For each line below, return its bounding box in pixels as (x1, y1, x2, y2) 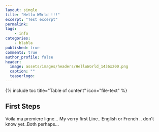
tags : (5, 26, 17, 31)
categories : (5, 36, 30, 41)
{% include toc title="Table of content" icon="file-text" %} (5, 87, 128, 93)
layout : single (5, 7, 38, 13)
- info (14, 31, 28, 36)
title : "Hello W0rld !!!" (5, 12, 60, 17)
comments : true (5, 50, 38, 55)
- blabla (14, 41, 33, 46)
